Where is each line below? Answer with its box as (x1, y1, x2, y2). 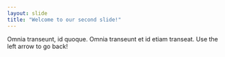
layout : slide (7, 9, 48, 17)
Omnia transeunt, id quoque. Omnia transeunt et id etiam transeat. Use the (7, 35, 219, 43)
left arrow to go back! (7, 42, 68, 50)
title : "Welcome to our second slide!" (7, 16, 122, 23)
